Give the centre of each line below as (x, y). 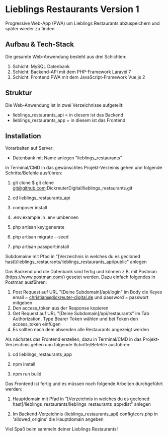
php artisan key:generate (38, 227)
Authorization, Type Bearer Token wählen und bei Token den (75, 319)
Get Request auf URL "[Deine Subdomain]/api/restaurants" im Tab (81, 314)
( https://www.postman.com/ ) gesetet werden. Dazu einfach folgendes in (80, 277)
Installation (23, 136)
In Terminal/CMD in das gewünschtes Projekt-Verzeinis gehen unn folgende (84, 168)
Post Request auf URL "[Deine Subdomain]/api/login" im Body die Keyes (87, 292)
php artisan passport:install (41, 247)
